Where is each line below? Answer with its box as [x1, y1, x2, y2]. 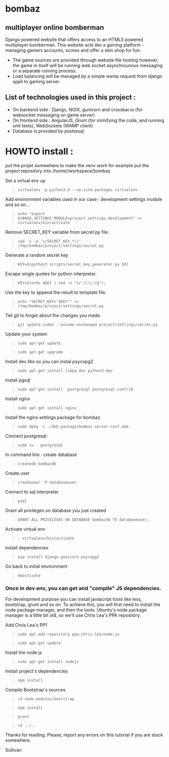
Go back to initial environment [5, 563, 68, 569]
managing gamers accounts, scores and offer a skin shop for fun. [5, 47, 141, 53]
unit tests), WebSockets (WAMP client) [12, 122, 93, 129]
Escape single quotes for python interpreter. [5, 271, 97, 277]
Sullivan [5, 747, 22, 753]
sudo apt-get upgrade [17, 349, 63, 355]
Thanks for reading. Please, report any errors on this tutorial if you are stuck [5, 732, 163, 738]
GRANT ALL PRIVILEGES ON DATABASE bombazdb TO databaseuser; [17, 517, 149, 522]
